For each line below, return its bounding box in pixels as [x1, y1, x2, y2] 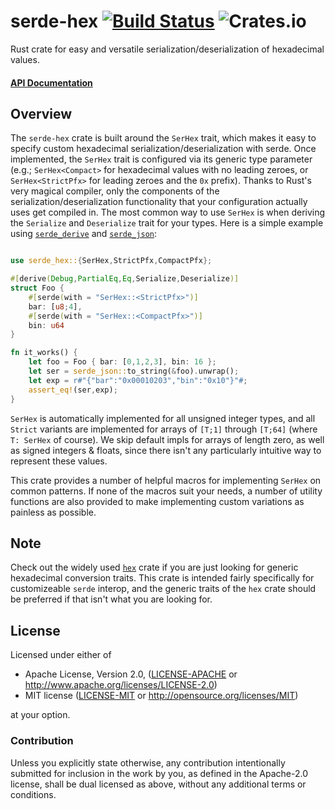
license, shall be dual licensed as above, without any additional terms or [10, 778, 307, 790]
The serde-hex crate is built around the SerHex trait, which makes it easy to [10, 132, 317, 144]
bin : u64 [28, 320, 65, 330]
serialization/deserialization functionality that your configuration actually [10, 196, 308, 208]
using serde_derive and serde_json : [10, 228, 157, 240]
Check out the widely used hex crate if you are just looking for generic [10, 561, 299, 574]
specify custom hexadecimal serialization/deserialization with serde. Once [10, 143, 317, 155]
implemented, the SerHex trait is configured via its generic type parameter [10, 153, 313, 165]
